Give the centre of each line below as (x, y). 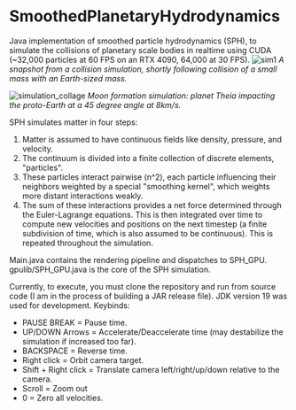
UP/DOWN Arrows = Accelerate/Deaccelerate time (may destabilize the (152, 332)
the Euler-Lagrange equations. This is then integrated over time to (142, 214)
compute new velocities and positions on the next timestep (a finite (144, 224)
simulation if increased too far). (79, 341)
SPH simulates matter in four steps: (74, 122)
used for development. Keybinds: (70, 305)
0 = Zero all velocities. (62, 398)
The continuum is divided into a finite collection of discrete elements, (148, 158)
